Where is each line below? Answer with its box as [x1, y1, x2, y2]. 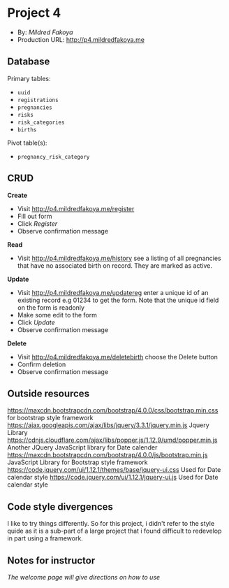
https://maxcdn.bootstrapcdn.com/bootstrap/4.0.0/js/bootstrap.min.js [7, 451, 208, 459]
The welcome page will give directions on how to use [7, 573, 161, 581]
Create [7, 191, 28, 199]
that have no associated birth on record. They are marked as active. [17, 261, 213, 270]
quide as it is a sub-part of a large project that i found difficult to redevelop [7, 526, 222, 536]
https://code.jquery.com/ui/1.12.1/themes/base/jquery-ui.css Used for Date [7, 466, 221, 474]
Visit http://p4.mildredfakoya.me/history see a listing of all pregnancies [17, 254, 221, 262]
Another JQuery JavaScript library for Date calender [7, 443, 158, 452]
